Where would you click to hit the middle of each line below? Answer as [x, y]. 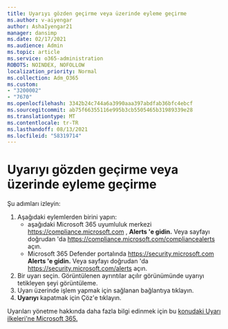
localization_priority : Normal [52, 71]
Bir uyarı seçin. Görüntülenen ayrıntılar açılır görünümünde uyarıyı [111, 276]
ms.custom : [23, 84]
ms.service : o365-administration [55, 59]
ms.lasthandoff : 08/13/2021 [48, 129]
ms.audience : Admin [35, 46]
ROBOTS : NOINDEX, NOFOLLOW [46, 65]
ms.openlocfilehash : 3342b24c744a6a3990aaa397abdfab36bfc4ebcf [100, 104]
